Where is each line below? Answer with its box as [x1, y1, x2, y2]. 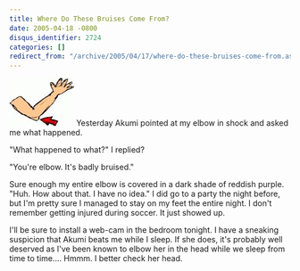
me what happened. [9, 127, 83, 138]
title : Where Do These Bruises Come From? [9, 14, 170, 23]
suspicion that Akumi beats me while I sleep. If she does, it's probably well [9, 234, 283, 245]
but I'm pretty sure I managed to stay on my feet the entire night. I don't [9, 198, 272, 209]
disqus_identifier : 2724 [9, 33, 102, 42]
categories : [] [9, 43, 66, 52]
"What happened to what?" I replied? [9, 144, 146, 155]
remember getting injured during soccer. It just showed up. [9, 208, 226, 218]
